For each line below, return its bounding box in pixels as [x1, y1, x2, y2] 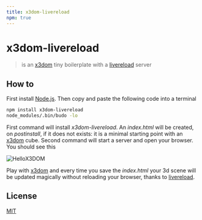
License [6, 191, 37, 202]
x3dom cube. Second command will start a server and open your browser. [6, 137, 194, 144]
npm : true [6, 15, 32, 21]
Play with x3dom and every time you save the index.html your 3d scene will [6, 167, 196, 174]
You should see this [6, 143, 56, 150]
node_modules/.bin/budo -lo [6, 112, 78, 119]
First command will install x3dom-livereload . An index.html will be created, [6, 123, 194, 131]
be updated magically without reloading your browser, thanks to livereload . [6, 174, 195, 180]
